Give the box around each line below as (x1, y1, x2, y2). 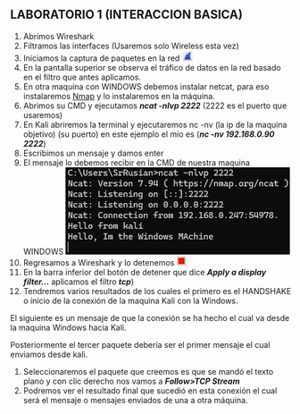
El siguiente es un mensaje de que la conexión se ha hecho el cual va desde (10, 312, 290, 323)
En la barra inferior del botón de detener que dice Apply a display (22, 266, 267, 277)
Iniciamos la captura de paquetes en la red (22, 53, 180, 63)
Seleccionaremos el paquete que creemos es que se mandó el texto (22, 366, 274, 376)
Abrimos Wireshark (22, 30, 95, 41)
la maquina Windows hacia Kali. (10, 322, 127, 333)
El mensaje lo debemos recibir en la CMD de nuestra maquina (22, 156, 251, 168)
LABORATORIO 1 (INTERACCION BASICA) (10, 7, 244, 22)
